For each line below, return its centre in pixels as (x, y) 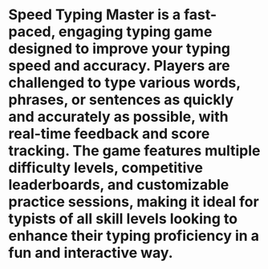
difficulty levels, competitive (106, 168)
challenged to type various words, (124, 83)
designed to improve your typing (120, 49)
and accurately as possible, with (118, 117)
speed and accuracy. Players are (119, 66)
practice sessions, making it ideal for (134, 202)
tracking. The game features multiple (134, 151)
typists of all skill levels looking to (123, 219)
